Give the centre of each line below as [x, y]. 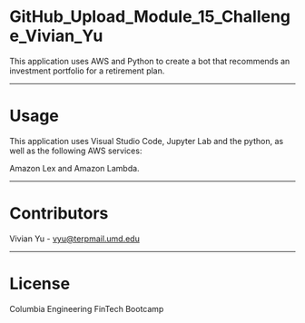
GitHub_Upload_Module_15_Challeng [150, 17]
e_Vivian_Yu [56, 36]
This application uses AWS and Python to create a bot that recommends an [150, 61]
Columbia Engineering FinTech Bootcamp [87, 308]
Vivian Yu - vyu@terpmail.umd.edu [75, 239]
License [40, 284]
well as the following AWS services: [76, 151]
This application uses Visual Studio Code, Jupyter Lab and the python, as [147, 141]
